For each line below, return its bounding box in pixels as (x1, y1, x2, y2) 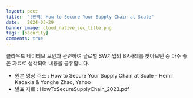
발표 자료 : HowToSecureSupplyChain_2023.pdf (14, 86, 129, 92)
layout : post (6, 8, 38, 15)
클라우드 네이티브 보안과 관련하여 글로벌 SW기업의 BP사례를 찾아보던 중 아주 (6, 52, 181, 59)
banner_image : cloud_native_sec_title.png (6, 24, 112, 31)
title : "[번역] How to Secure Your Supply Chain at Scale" (6, 14, 154, 20)
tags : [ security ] (6, 30, 49, 36)
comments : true (6, 36, 44, 41)
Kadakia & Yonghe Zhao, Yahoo (14, 79, 91, 85)
